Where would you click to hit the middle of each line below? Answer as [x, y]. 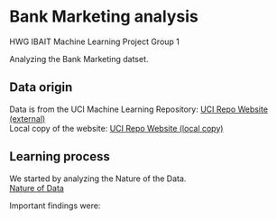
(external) [28, 118]
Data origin [41, 87]
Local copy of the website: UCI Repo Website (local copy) [116, 128]
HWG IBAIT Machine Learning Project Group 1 [95, 41]
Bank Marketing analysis [104, 17]
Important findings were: [55, 206]
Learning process [60, 156]
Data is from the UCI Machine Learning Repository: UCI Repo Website [139, 109]
